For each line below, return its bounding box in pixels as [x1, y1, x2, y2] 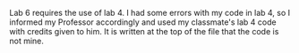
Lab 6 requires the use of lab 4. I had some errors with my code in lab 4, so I [9, 8, 291, 18]
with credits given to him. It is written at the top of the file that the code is [9, 26, 279, 36]
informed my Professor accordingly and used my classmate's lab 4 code [9, 17, 277, 27]
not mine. [9, 35, 45, 46]
